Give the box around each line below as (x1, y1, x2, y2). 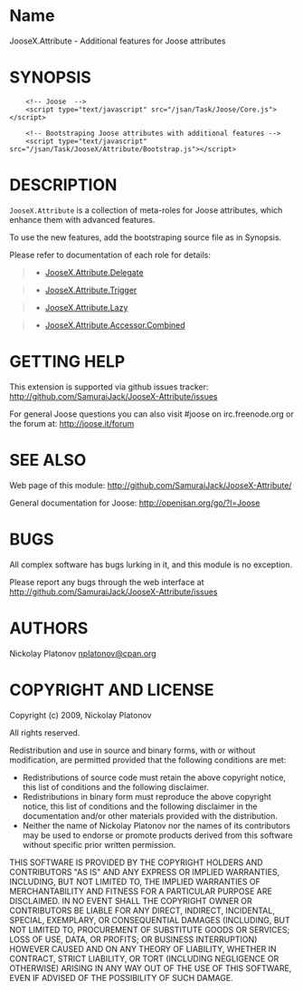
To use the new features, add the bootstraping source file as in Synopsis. (9, 232, 282, 243)
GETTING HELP (9, 351, 126, 371)
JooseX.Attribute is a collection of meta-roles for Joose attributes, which (9, 205, 283, 216)
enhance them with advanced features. (9, 214, 156, 225)
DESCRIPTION (9, 175, 118, 196)
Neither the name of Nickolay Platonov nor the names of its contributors (22, 820, 291, 831)
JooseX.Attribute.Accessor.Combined (44, 319, 185, 331)
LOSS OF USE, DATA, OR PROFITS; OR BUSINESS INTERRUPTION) (9, 934, 258, 945)
